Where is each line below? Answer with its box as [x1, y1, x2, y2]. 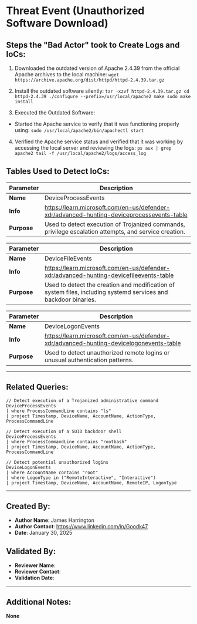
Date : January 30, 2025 [14, 529, 73, 537]
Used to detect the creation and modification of [44, 281, 175, 289]
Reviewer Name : [14, 562, 56, 569]
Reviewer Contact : [14, 568, 61, 575]
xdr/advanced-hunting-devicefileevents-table [44, 271, 174, 279]
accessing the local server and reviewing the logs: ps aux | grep [14, 144, 172, 151]
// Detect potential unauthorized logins [6, 459, 109, 465]
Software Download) [6, 16, 108, 30]
